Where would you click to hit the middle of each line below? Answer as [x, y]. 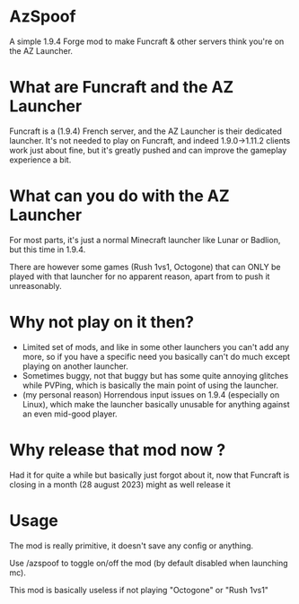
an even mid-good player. [70, 414]
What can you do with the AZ [120, 196]
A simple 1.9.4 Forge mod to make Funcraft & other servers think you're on [147, 41]
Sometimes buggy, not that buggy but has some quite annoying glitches [155, 375]
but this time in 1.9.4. [48, 249]
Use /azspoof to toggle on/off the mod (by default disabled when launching [149, 563]
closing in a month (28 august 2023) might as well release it [120, 484]
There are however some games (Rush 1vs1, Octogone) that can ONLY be [145, 267]
